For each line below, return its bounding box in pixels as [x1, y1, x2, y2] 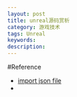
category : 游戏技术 [7, 23, 61, 30]
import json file [17, 76, 61, 85]
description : [7, 43, 46, 50]
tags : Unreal [7, 30, 46, 38]
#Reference [7, 63, 42, 71]
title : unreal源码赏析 [7, 17, 70, 24]
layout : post [7, 10, 46, 18]
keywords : [7, 37, 37, 44]
